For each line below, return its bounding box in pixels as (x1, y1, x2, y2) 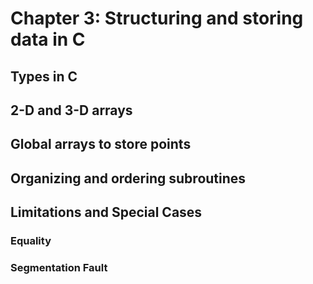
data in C (10, 28, 86, 51)
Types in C (10, 68, 78, 85)
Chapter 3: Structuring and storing (10, 7, 304, 30)
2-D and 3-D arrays (10, 102, 133, 119)
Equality (10, 234, 52, 248)
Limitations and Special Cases (10, 204, 203, 221)
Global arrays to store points (10, 136, 192, 153)
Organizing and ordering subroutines (10, 170, 247, 187)
